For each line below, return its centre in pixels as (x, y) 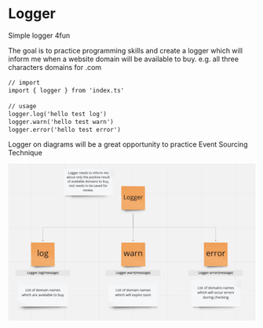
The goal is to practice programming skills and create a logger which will (126, 50)
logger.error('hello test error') (65, 129)
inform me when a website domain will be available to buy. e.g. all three (124, 59)
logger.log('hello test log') (58, 114)
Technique (26, 152)
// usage (22, 106)
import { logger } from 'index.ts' (66, 90)
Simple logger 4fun (39, 35)
